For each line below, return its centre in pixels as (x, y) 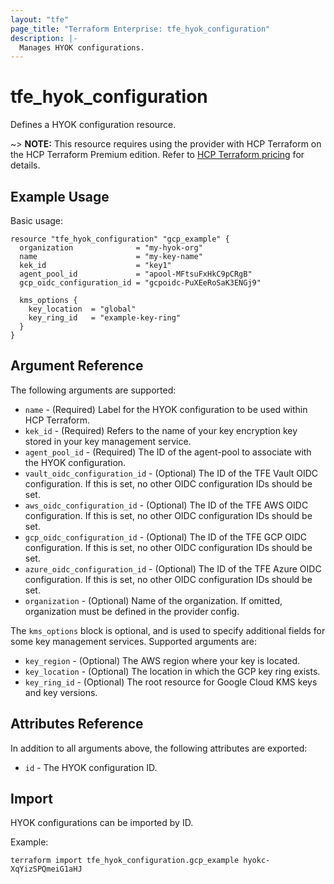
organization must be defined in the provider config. (132, 611)
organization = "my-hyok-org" (111, 248)
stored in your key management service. (108, 441)
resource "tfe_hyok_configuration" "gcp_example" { (120, 239)
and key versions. (61, 692)
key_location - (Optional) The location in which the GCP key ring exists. (172, 671)
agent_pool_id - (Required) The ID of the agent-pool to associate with (168, 452)
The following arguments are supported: (93, 390)
